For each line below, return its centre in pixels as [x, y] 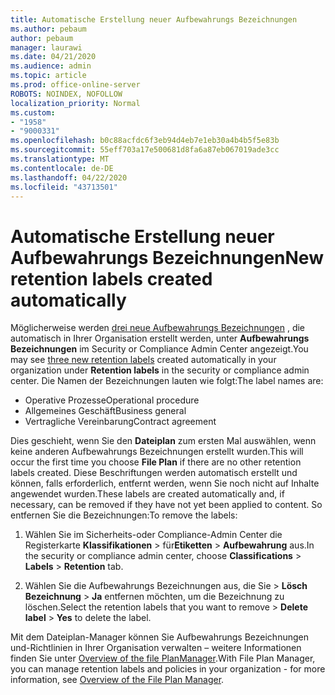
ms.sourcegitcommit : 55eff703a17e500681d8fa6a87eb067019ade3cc [145, 150]
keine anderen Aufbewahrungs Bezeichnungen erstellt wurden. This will [157, 452]
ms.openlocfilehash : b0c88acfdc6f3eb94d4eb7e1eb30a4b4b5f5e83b [145, 141]
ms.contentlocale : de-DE [62, 168]
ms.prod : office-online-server [75, 85]
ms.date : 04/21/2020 [53, 57]
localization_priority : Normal [75, 103]
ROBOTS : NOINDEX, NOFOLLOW [66, 94]
